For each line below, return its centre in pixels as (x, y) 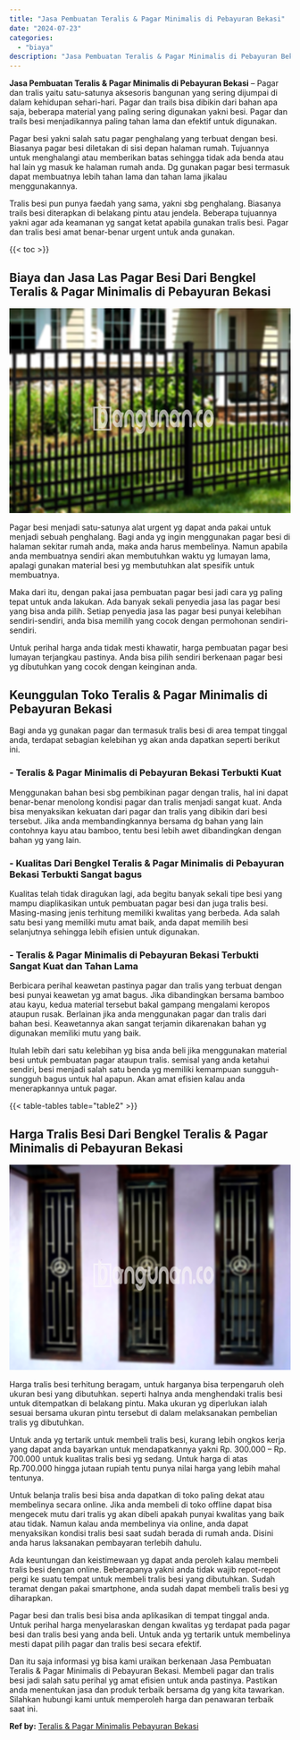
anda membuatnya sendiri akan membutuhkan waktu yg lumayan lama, (140, 556)
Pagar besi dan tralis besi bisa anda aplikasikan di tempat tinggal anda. (139, 1615)
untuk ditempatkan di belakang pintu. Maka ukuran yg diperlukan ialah (138, 1403)
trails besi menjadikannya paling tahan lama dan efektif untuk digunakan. (143, 122)
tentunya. (27, 1478)
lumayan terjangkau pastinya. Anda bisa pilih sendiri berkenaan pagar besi (146, 657)
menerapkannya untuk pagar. (63, 1088)
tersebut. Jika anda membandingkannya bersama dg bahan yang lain (136, 821)
